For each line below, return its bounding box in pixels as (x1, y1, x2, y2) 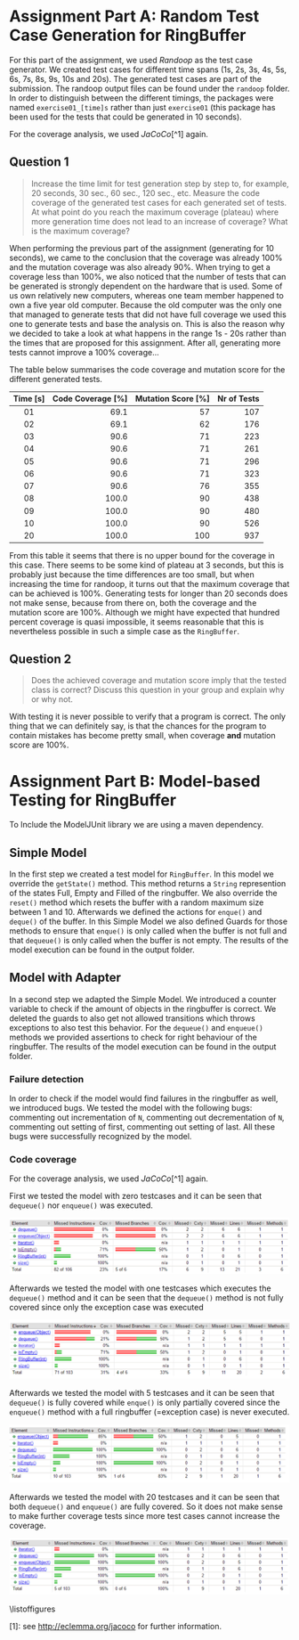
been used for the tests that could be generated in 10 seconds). (9, 111, 242, 122)
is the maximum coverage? (30, 225, 131, 236)
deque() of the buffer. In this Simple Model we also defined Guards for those (9, 916, 287, 927)
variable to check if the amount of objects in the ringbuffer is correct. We (9, 1003, 277, 1014)
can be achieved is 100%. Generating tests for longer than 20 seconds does (9, 588, 288, 599)
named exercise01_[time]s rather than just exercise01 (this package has (9, 102, 276, 112)
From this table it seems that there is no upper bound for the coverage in (9, 550, 276, 560)
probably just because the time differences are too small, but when (9, 568, 255, 580)
